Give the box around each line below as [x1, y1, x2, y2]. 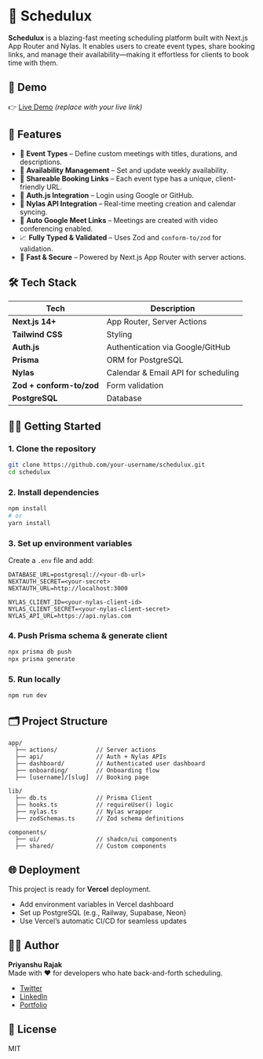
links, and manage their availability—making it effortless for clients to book [8, 49, 250, 59]
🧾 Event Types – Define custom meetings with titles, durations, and [19, 148, 238, 158]
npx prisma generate [8, 655, 76, 663]
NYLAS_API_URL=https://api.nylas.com [8, 612, 132, 620]
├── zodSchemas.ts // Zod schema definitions [15, 815, 184, 823]
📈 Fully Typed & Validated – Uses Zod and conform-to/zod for [19, 232, 222, 242]
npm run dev [8, 692, 47, 699]
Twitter [19, 983, 43, 992]
